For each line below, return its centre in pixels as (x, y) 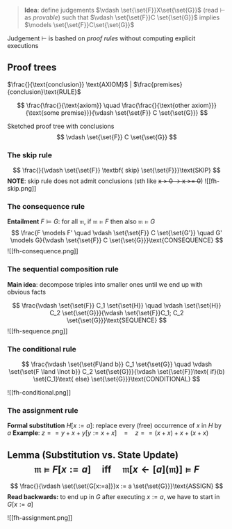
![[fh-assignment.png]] (40, 518)
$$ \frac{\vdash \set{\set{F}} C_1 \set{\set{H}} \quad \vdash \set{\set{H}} (117, 305)
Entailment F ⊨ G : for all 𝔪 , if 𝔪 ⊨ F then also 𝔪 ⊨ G (81, 221)
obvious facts (27, 292)
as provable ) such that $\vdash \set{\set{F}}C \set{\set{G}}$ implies (122, 17)
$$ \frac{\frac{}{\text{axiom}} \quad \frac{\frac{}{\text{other (103, 105)
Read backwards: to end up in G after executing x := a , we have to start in (114, 497)
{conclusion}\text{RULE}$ (44, 92)
